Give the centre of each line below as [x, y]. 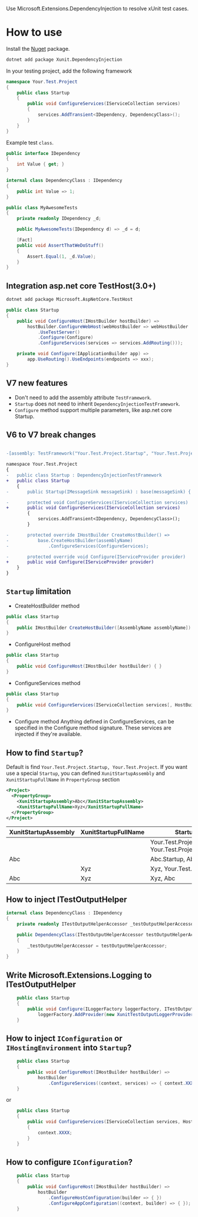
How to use [34, 33]
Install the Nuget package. [38, 48]
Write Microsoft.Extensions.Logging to [79, 975]
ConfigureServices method [47, 683]
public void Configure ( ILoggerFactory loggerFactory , [95, 1009]
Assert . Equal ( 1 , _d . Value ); [62, 257]
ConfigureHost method [42, 644]
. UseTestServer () [59, 332]
